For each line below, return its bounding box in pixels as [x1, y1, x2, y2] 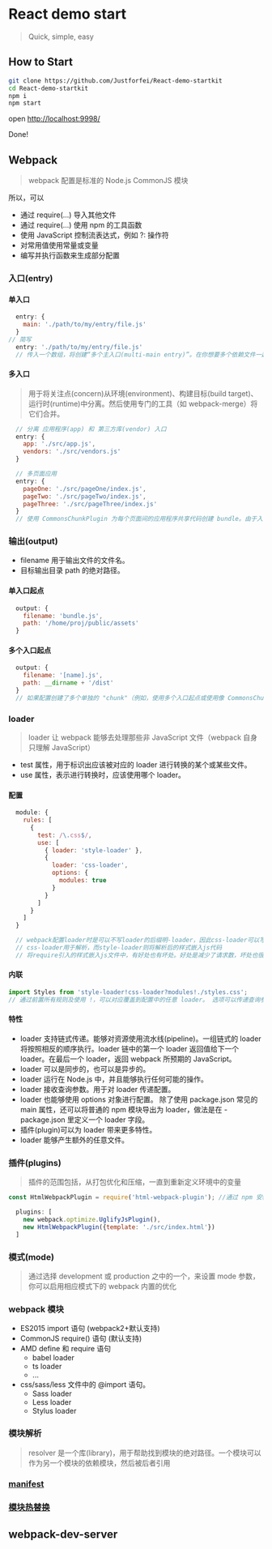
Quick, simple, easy [28, 32, 95, 41]
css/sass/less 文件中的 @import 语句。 [19, 1380, 151, 1389]
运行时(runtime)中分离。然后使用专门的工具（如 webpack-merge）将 [28, 399, 258, 408]
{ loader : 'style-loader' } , [44, 846, 143, 855]
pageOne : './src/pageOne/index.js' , [23, 484, 147, 493]
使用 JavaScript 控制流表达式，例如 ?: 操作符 [19, 230, 169, 240]
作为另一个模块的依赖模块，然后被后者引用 [28, 1457, 171, 1467]
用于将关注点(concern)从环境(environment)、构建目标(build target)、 [28, 388, 258, 398]
